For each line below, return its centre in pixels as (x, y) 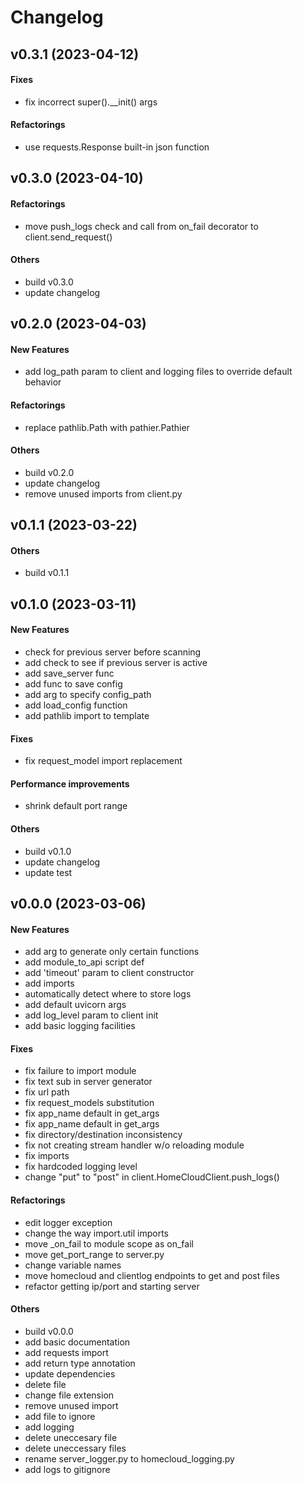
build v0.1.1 (47, 573)
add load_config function (76, 705)
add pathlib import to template (87, 715)
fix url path (47, 1092)
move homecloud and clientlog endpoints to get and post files (152, 1275)
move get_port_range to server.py (94, 1254)
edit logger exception (68, 1222)
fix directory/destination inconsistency (103, 1135)
